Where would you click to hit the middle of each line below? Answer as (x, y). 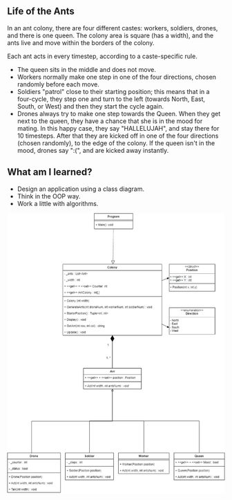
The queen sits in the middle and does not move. (87, 69)
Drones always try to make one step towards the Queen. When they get (119, 113)
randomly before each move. (58, 84)
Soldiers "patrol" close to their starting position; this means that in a (113, 91)
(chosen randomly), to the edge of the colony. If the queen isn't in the (116, 143)
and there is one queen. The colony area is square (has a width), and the (110, 35)
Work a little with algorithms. (58, 203)
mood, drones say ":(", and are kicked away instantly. (93, 150)
